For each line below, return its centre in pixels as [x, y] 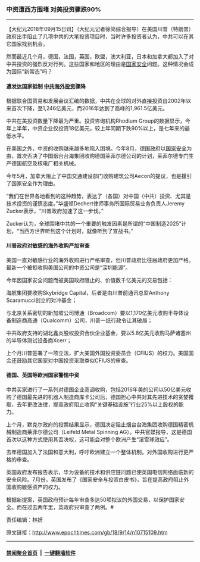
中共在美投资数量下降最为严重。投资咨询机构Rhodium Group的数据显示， [96, 121]
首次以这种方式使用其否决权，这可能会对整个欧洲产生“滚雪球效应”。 [89, 439]
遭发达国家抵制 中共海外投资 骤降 [46, 86]
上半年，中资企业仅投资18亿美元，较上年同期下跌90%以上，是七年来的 [98, 128]
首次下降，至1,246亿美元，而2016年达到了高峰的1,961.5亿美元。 [90, 108]
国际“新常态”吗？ [32, 71]
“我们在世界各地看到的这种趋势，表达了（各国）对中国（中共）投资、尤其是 [99, 196]
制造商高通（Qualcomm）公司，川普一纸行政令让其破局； [82, 320]
